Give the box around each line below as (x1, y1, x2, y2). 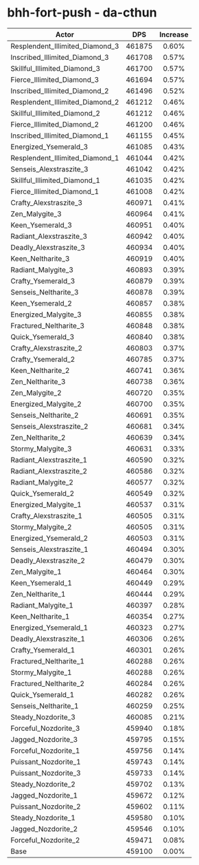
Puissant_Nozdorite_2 (10, 802, 81, 811)
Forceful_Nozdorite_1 (10, 745, 80, 755)
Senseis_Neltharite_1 (10, 701, 79, 710)
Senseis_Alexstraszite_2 (10, 421, 89, 431)
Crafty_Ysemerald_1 (10, 645, 75, 654)
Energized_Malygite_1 (10, 500, 82, 509)
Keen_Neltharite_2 (10, 365, 70, 375)
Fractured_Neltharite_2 (10, 679, 84, 688)
